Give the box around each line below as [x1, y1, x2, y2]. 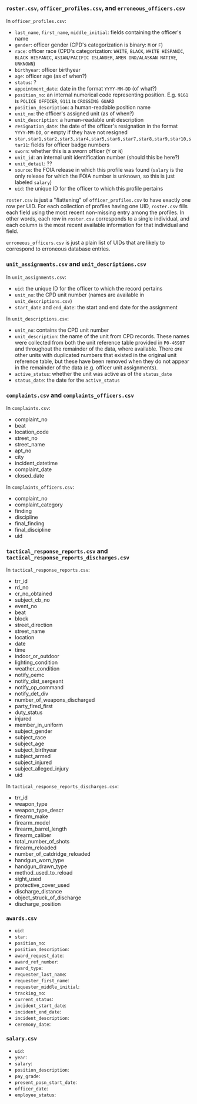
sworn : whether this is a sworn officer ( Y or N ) [14, 148, 123, 155]
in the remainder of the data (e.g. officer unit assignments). [14, 363, 158, 371]
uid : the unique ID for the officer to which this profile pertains [14, 185, 163, 192]
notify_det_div [14, 690, 49, 698]
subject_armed [14, 753, 51, 760]
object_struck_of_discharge [14, 894, 81, 901]
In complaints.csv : [6, 404, 51, 411]
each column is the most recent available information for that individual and [6, 222, 189, 229]
